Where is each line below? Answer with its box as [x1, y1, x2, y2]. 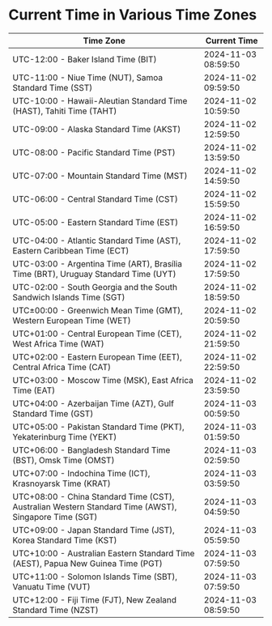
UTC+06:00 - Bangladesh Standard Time [12, 444, 171, 455]
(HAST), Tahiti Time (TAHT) [12, 105, 117, 117]
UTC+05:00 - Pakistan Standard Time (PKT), [12, 421, 185, 432]
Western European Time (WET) [12, 314, 131, 326]
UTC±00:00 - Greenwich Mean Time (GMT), [12, 304, 184, 316]
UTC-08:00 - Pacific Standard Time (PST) [12, 147, 176, 158]
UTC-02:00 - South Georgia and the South [12, 281, 178, 292]
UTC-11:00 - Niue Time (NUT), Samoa [12, 71, 164, 83]
